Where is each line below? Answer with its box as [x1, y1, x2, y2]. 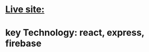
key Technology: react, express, [5, 27, 144, 39]
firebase [5, 38, 42, 49]
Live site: [5, 4, 45, 15]
